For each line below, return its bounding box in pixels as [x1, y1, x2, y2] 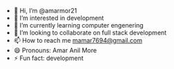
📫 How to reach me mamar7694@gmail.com [13, 37, 143, 44]
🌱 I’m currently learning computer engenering [13, 21, 144, 29]
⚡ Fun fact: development [13, 54, 84, 62]
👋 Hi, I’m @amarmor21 [13, 7, 77, 14]
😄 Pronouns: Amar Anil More [13, 46, 97, 55]
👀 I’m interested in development [13, 14, 104, 22]
